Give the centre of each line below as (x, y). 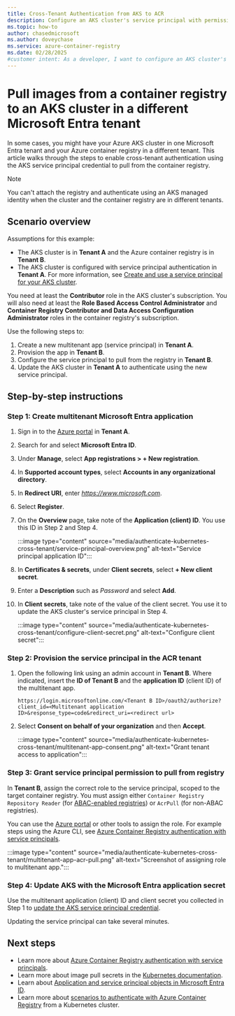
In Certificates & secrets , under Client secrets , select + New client (115, 570)
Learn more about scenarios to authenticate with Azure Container (112, 997)
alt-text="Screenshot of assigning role (171, 859)
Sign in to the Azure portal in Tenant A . (74, 431)
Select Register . (41, 507)
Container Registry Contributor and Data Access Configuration (101, 310)
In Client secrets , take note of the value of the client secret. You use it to (122, 604)
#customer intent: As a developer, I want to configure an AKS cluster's (117, 59)
